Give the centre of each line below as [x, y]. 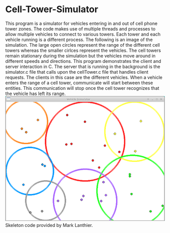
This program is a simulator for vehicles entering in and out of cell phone [81, 23]
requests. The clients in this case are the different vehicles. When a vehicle [84, 77]
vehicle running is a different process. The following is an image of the [79, 40]
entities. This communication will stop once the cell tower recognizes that [82, 88]
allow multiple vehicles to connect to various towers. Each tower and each [83, 34]
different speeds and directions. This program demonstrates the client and [83, 61]
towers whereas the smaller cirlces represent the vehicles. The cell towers [83, 50]
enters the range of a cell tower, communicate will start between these [79, 83]
